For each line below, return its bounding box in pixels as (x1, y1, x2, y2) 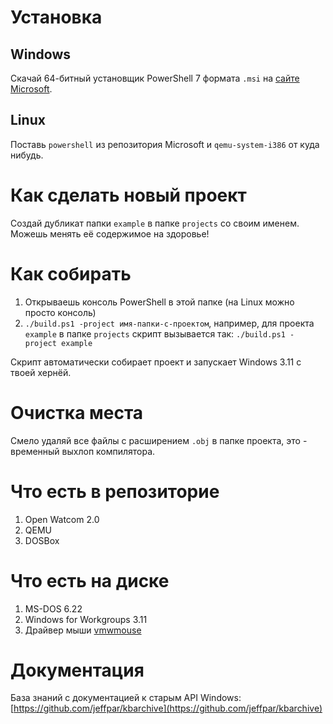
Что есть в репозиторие (10, 480, 220, 503)
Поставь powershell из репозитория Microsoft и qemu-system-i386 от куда (10, 138, 320, 150)
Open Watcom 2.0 (24, 513, 100, 525)
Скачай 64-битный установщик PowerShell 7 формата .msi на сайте (10, 72, 300, 84)
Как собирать (10, 262, 132, 285)
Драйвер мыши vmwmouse (24, 624, 142, 636)
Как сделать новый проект (10, 184, 247, 206)
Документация (10, 659, 145, 681)
